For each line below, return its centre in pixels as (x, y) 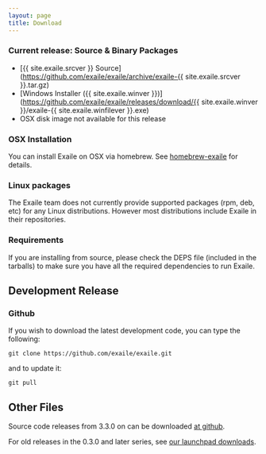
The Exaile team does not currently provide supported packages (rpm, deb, (132, 202)
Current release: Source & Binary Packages (93, 51)
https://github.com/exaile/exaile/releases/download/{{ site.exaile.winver (140, 102)
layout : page (30, 15)
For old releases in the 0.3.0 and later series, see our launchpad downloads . (132, 442)
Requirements (36, 240)
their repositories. (37, 220)
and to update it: (35, 368)
